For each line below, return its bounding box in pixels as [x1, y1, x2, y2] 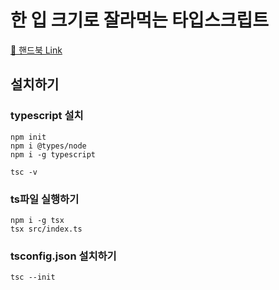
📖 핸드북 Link [10, 44, 63, 56]
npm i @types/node [10, 141, 87, 151]
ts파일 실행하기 [10, 192, 80, 206]
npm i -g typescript [10, 149, 97, 160]
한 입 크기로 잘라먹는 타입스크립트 [10, 9, 269, 32]
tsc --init [10, 272, 56, 283]
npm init [10, 132, 47, 142]
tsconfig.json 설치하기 [10, 249, 117, 263]
